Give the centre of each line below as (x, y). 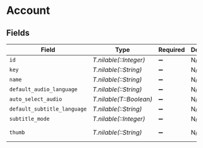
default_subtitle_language (48, 109)
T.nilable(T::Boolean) (123, 99)
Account (28, 11)
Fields (18, 33)
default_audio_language (43, 89)
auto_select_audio (36, 99)
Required (172, 50)
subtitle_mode (30, 119)
